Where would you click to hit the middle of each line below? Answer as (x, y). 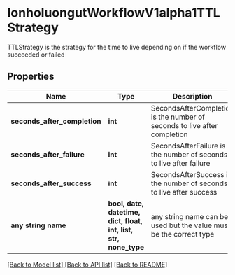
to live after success (184, 192)
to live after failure (180, 163)
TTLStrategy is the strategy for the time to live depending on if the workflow (116, 47)
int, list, (121, 230)
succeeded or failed (36, 55)
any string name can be (190, 216)
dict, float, (125, 220)
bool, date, (126, 203)
